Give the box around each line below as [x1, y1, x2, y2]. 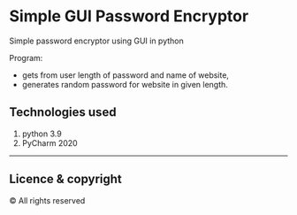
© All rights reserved [9, 195, 86, 205]
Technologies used [9, 104, 117, 120]
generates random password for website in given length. [21, 79, 228, 89]
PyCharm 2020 [21, 137, 78, 148]
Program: [9, 52, 43, 63]
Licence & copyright [9, 172, 122, 187]
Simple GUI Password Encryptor [9, 6, 249, 27]
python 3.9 [21, 128, 62, 139]
